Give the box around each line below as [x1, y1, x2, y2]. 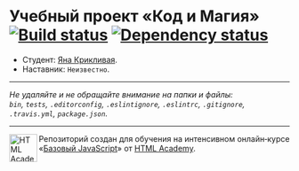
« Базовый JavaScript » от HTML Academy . [38, 143, 196, 153]
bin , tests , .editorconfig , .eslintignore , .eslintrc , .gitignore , [9, 98, 246, 109]
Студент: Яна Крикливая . [21, 54, 118, 65]
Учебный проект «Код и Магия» [9, 6, 260, 27]
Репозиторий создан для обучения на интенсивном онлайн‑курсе [38, 133, 290, 144]
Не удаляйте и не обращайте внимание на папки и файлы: [9, 89, 233, 99]
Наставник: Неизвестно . [21, 64, 110, 74]
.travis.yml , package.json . [9, 108, 109, 119]
